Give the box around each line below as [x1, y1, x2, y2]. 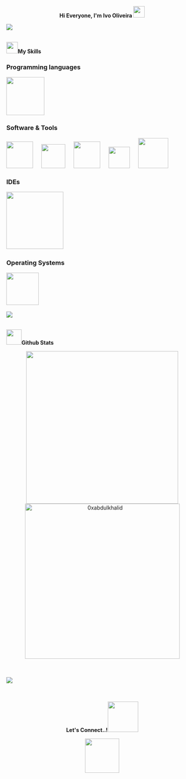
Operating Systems [6, 258, 65, 267]
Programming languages [6, 63, 81, 71]
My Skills [18, 48, 41, 55]
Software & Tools [6, 124, 58, 132]
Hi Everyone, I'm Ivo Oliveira [59, 12, 133, 19]
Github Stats [21, 339, 54, 346]
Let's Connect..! [66, 727, 108, 734]
